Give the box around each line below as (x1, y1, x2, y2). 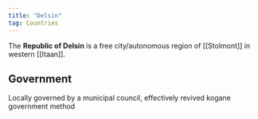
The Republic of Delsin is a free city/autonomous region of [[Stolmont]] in (8, 40, 251, 50)
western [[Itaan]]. (8, 49, 66, 59)
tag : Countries (8, 19, 59, 27)
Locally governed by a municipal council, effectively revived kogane (8, 93, 231, 103)
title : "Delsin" (8, 11, 62, 20)
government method (8, 102, 76, 111)
